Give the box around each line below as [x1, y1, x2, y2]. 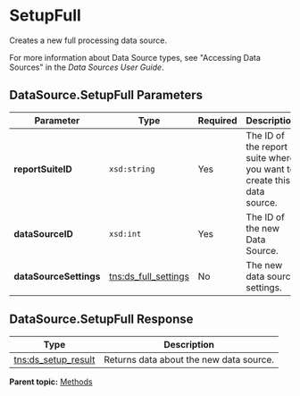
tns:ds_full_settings [108, 270, 190, 282]
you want [246, 163, 285, 175]
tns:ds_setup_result [13, 353, 96, 366]
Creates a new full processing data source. [9, 35, 168, 46]
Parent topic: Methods [9, 376, 93, 387]
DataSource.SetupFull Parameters [9, 88, 204, 103]
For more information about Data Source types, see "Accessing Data [9, 52, 262, 63]
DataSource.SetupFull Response [9, 312, 194, 327]
